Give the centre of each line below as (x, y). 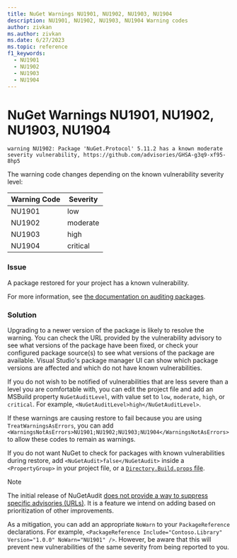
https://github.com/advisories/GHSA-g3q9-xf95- (155, 155)
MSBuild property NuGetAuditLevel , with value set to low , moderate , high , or (116, 396)
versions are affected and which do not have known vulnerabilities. (105, 368)
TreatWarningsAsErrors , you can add (60, 425)
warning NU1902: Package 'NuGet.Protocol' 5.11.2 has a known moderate (115, 149)
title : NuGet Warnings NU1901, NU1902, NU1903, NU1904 (90, 14)
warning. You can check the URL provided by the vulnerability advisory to (115, 337)
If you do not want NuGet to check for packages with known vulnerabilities (116, 453)
